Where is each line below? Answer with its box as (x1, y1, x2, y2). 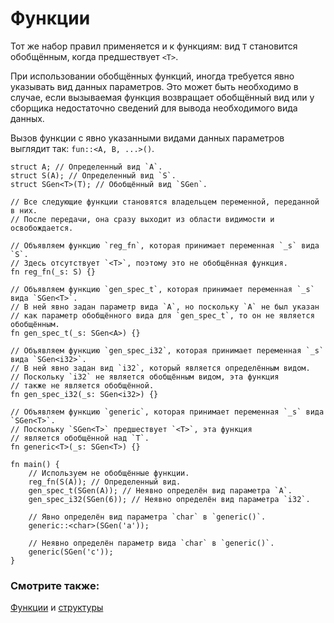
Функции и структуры (10, 602, 104, 614)
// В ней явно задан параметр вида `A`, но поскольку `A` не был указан (10, 302, 320, 312)
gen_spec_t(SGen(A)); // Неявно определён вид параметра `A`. (28, 485, 293, 496)
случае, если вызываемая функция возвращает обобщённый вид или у (10, 91, 315, 103)
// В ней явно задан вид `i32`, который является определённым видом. (10, 363, 311, 373)
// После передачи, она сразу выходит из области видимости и (10, 214, 275, 224)
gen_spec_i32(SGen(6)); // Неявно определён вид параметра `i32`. (28, 494, 311, 504)
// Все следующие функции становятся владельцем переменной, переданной (10, 197, 320, 207)
